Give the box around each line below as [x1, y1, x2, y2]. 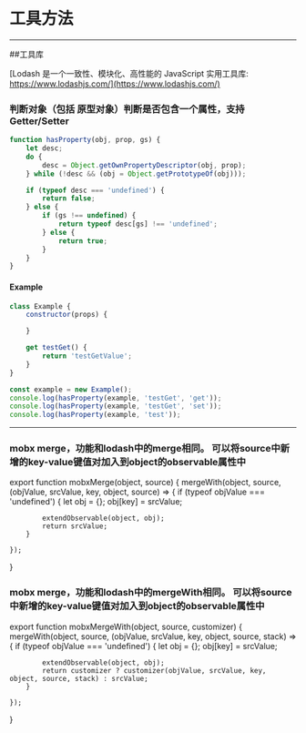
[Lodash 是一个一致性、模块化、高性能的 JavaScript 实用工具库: [9, 67, 249, 78]
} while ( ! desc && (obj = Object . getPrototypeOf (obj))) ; [25, 169, 247, 178]
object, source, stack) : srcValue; [9, 674, 148, 683]
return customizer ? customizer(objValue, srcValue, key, [42, 666, 267, 675]
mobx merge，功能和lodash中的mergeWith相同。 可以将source [9, 586, 292, 599]
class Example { [9, 301, 71, 311]
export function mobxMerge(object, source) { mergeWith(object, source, [9, 477, 281, 488]
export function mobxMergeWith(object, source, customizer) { [9, 621, 243, 632]
